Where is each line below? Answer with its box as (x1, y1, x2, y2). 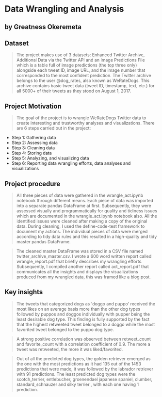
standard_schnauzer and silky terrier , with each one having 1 (16, 381, 139, 387)
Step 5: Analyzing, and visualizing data (11, 155, 89, 161)
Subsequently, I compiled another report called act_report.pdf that (16, 264, 149, 270)
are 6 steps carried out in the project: (16, 125, 91, 131)
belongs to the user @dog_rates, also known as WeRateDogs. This (16, 78, 150, 83)
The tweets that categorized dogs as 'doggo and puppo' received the (16, 301, 156, 306)
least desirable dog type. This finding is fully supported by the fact (16, 316, 150, 322)
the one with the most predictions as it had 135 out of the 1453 (16, 361, 142, 366)
